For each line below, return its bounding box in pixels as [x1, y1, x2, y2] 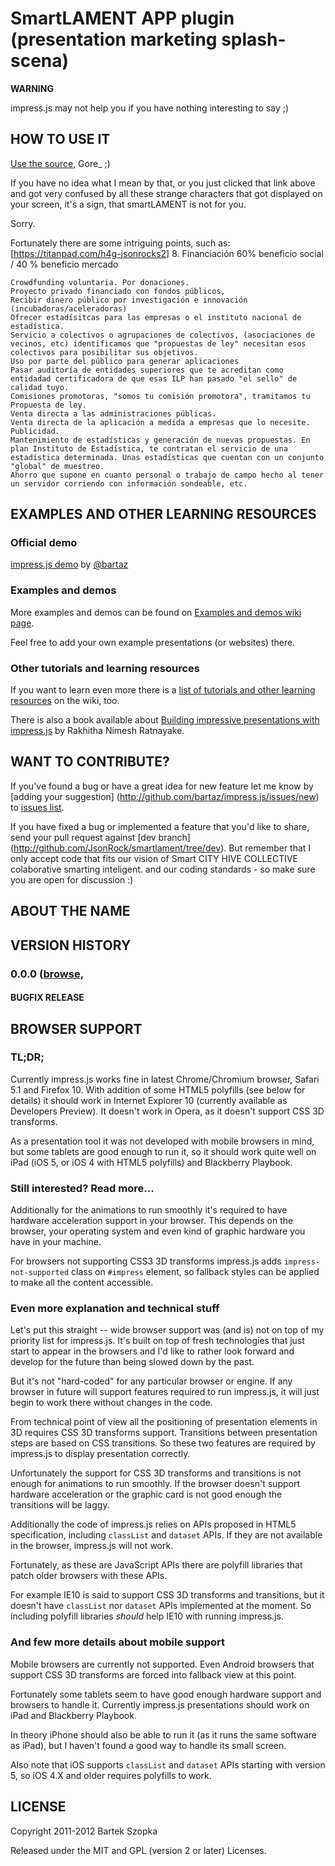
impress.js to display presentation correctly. [10, 1448, 191, 1460]
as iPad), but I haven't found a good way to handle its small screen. [10, 1739, 287, 1751]
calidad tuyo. [10, 382, 70, 392]
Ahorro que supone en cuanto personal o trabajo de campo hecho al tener [10, 470, 325, 480]
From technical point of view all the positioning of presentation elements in [10, 1416, 318, 1428]
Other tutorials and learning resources [10, 661, 200, 675]
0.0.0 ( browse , [10, 967, 85, 981]
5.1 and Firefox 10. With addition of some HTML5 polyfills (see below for [10, 1083, 306, 1096]
